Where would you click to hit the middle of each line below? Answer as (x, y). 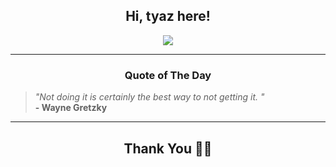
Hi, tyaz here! (168, 16)
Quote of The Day (168, 75)
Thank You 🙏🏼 (168, 148)
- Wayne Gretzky (71, 108)
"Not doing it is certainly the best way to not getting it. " (149, 97)
